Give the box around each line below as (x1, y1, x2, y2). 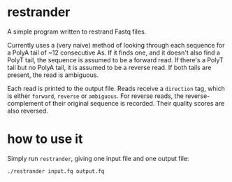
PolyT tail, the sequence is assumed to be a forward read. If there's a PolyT (7, 55, 224, 64)
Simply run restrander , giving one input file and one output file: (7, 154, 189, 162)
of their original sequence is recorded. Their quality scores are (44, 99, 225, 107)
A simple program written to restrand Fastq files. (7, 27, 147, 36)
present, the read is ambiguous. (7, 71, 99, 79)
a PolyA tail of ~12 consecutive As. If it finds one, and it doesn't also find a (7, 48, 220, 57)
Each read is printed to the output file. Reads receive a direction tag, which (7, 84, 226, 92)
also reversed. (7, 106, 49, 115)
